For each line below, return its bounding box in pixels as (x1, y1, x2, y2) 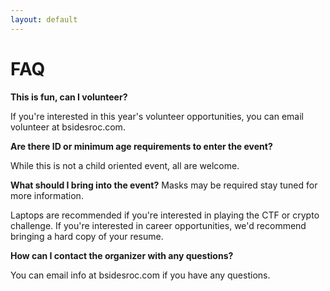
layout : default (10, 14, 78, 25)
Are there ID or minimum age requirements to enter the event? (10, 140, 273, 152)
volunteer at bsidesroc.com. (10, 121, 126, 133)
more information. (10, 189, 84, 201)
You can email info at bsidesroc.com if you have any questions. (10, 269, 271, 281)
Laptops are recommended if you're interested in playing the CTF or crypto (10, 209, 320, 221)
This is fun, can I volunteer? (10, 91, 128, 103)
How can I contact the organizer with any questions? (10, 249, 234, 261)
